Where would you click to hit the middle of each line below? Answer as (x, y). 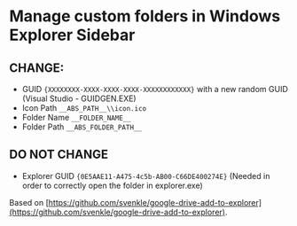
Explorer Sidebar (72, 35)
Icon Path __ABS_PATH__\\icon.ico (84, 108)
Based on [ (29, 202)
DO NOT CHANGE (59, 155)
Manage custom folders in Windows (145, 16)
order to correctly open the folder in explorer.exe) (113, 185)
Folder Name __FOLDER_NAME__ (76, 117)
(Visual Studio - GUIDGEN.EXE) (79, 98)
